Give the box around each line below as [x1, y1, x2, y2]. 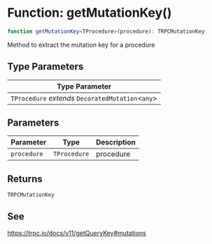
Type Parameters [7, 61, 84, 73]
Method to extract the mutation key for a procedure [7, 40, 155, 49]
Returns [7, 173, 43, 185]
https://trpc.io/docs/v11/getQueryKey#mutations [7, 229, 147, 238]
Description [95, 137, 136, 147]
